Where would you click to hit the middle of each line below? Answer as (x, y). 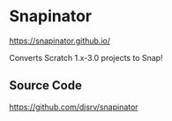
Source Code (45, 86)
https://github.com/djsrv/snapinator (74, 107)
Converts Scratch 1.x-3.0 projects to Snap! (86, 57)
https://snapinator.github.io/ (60, 41)
